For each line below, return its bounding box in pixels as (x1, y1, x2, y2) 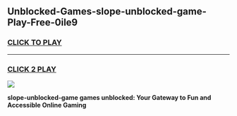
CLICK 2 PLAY (7, 64, 56, 74)
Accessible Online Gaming (7, 101, 87, 109)
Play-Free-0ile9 (7, 17, 78, 29)
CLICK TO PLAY (7, 38, 62, 48)
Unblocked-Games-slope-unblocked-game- (7, 6, 207, 18)
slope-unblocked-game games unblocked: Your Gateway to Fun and (7, 93, 212, 101)
